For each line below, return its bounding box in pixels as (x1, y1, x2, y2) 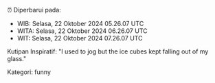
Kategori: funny (7, 68, 52, 76)
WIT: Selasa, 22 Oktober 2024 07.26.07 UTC (16, 34, 143, 42)
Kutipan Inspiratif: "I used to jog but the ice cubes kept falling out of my (7, 47, 209, 56)
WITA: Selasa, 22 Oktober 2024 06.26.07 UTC (16, 27, 148, 35)
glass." (7, 55, 27, 62)
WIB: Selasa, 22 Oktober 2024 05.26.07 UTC (16, 20, 144, 27)
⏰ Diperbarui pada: (7, 6, 62, 14)
